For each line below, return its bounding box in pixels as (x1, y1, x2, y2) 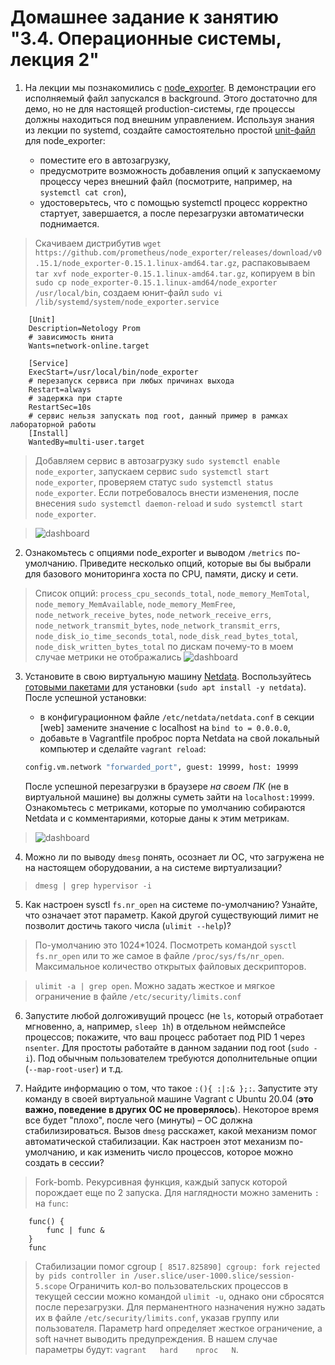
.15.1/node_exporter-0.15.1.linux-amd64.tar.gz (34, 258, 237, 268)
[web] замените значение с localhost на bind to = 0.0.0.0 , (39, 721, 291, 733)
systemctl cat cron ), (39, 186, 127, 198)
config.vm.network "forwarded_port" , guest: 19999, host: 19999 (24, 762, 299, 772)
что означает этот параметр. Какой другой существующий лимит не (24, 909, 319, 921)
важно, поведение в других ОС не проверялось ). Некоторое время (24, 1103, 320, 1115)
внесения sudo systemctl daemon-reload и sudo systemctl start (34, 497, 304, 509)
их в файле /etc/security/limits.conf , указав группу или (34, 1311, 280, 1323)
